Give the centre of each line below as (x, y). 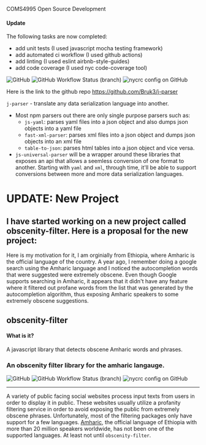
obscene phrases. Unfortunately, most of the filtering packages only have (99, 416)
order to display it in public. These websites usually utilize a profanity (93, 403)
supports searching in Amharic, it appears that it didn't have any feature (97, 281)
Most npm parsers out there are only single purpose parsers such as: (103, 115)
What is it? (20, 336)
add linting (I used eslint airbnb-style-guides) (72, 61)
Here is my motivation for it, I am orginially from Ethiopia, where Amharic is (101, 255)
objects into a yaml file (53, 129)
